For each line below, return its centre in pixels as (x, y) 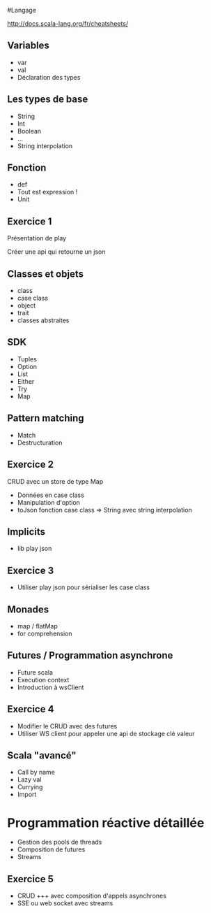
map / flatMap (37, 626)
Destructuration (40, 443)
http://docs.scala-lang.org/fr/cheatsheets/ (68, 23)
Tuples (27, 359)
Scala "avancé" (42, 755)
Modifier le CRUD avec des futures (67, 726)
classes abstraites (43, 320)
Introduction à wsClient (50, 687)
